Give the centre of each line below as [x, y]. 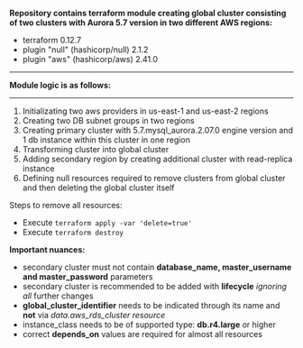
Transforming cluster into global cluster [96, 149]
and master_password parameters [87, 277]
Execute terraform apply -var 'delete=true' [107, 223]
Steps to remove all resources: [66, 205]
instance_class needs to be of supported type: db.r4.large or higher [149, 325]
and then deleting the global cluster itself [98, 188]
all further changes [58, 296]
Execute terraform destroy [73, 232]
